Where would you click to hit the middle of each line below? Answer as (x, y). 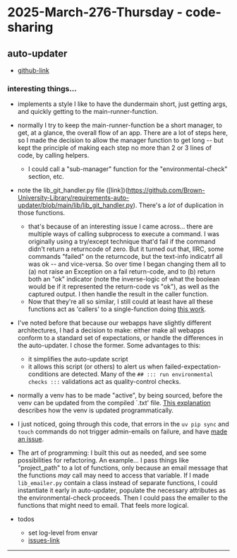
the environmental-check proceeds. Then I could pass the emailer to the (122, 498)
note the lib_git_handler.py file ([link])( (73, 190)
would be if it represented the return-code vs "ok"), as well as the (123, 286)
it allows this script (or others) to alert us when (96, 367)
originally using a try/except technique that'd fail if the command (122, 242)
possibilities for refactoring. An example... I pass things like (103, 460)
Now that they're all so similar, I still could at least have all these (121, 302)
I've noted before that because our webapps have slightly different (114, 323)
